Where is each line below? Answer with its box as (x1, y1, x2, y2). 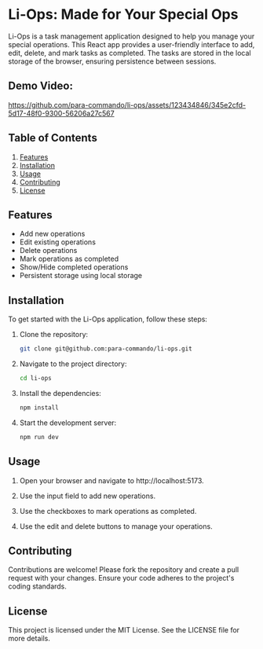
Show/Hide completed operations (19, 262, 129, 272)
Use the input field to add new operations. (19, 491, 155, 500)
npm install (19, 403, 59, 412)
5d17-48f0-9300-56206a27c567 (8, 108, 115, 118)
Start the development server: (19, 418, 117, 427)
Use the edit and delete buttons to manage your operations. (19, 521, 214, 531)
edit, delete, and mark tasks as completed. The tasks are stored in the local (8, 48, 251, 57)
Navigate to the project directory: (19, 359, 127, 368)
